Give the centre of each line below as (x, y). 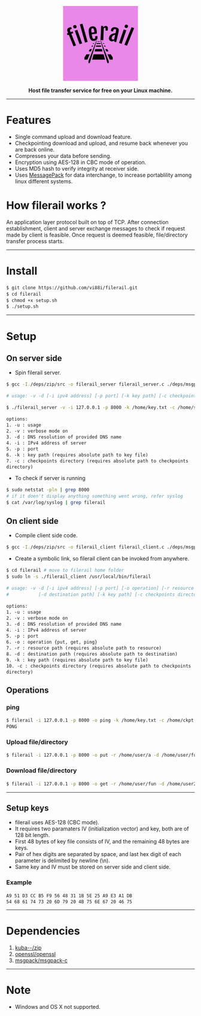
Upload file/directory (37, 742)
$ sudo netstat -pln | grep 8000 (48, 490)
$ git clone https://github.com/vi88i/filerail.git (72, 287)
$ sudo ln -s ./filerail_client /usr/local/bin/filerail (79, 577)
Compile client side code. (46, 535)
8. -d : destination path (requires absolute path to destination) (92, 654)
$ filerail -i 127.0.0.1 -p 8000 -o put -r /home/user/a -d (83, 755)
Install (22, 271)
